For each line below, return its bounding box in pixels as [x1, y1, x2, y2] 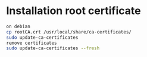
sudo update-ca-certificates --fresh [6, 45, 100, 51]
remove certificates [6, 40, 58, 46]
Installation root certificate [6, 4, 141, 18]
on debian [6, 24, 31, 29]
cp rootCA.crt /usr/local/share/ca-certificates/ [6, 29, 132, 35]
